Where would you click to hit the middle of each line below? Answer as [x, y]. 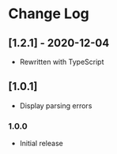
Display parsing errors [56, 105]
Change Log [49, 14]
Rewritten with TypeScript [62, 62]
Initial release [41, 144]
